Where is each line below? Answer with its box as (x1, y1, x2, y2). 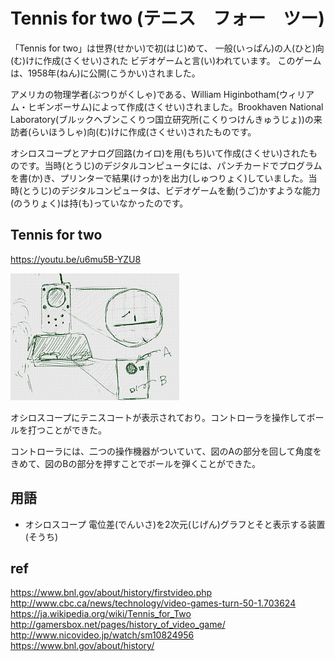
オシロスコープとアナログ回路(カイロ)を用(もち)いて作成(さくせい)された (10, 147, 310, 159)
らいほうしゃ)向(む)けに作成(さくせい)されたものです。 (31, 125, 257, 138)
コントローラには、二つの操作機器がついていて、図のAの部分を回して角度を (10, 445, 322, 457)
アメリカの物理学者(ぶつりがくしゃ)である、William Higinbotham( (10, 88, 280, 100)
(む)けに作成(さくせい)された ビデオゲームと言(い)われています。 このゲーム (10, 54, 322, 66)
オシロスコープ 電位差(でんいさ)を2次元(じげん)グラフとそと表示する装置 (24, 518, 326, 530)
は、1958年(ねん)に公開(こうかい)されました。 (10, 67, 201, 79)
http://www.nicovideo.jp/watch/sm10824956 (10, 629, 195, 641)
